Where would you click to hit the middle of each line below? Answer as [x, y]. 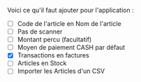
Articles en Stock [42, 63]
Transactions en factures [53, 55]
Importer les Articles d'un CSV [61, 71]
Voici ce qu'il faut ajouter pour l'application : [70, 10]
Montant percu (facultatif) [54, 40]
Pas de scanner [40, 32]
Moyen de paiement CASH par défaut [71, 48]
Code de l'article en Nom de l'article [69, 23]
